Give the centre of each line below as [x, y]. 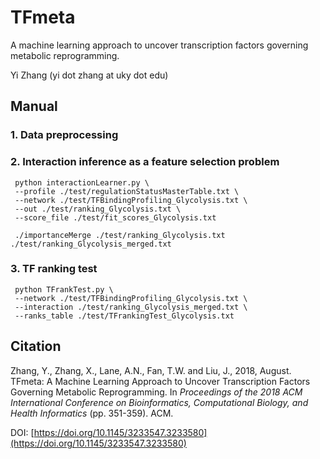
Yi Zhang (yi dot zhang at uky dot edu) [89, 75]
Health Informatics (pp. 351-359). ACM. [92, 413]
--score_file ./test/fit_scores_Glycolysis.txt [115, 217]
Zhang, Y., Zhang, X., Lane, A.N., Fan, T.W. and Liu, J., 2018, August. [151, 370]
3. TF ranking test [54, 269]
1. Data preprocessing [64, 135]
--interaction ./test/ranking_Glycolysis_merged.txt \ [131, 307]
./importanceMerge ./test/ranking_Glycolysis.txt [120, 235]
